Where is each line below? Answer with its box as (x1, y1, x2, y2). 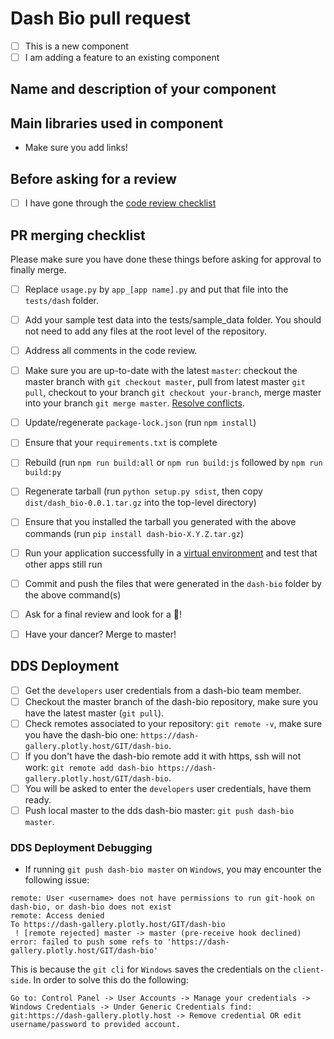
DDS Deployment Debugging (10, 840, 153, 854)
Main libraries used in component (10, 115, 224, 132)
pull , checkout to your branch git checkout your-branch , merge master (24, 387, 322, 399)
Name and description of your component (10, 81, 277, 98)
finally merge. (10, 263, 67, 276)
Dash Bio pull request (10, 7, 192, 30)
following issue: (24, 874, 90, 886)
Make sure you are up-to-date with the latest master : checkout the (24, 365, 298, 377)
